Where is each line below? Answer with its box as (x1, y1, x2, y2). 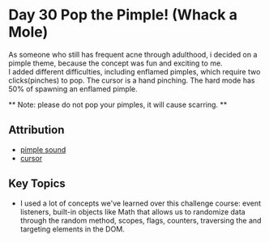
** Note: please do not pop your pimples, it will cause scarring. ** (8, 100, 228, 109)
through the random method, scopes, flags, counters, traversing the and (19, 215, 262, 225)
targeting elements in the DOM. (19, 224, 126, 234)
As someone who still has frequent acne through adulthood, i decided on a (8, 49, 258, 59)
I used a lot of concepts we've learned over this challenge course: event (19, 198, 262, 208)
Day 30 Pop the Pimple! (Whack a (8, 6, 237, 24)
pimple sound (19, 144, 66, 155)
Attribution (8, 123, 65, 137)
